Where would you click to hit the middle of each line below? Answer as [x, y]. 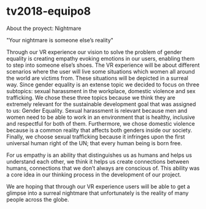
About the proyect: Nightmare [44, 28]
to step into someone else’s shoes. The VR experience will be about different [103, 65]
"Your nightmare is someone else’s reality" [60, 40]
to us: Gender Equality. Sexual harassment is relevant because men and [97, 110]
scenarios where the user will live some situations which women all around [101, 71]
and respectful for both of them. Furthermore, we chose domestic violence [101, 123]
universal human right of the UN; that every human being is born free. [94, 143]
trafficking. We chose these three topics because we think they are [91, 97]
